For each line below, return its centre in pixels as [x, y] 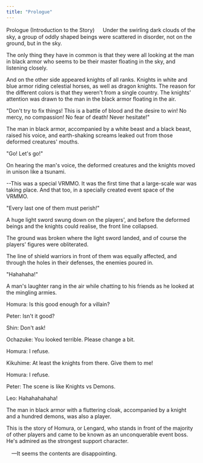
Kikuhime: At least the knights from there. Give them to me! [80, 363]
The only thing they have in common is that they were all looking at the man [100, 55]
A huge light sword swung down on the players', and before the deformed [98, 219]
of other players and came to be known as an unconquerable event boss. [97, 435]
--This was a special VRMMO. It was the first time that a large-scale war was [101, 183]
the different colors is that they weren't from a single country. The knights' [99, 92]
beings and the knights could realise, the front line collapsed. [82, 226]
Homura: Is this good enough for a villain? [58, 304]
